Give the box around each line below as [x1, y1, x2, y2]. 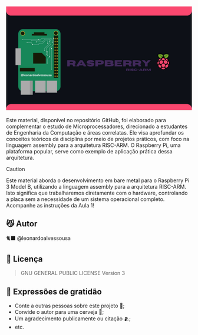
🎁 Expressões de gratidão [6, 286, 102, 297]
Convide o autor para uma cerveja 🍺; [14, 308, 104, 315]
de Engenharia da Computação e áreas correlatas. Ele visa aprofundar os [6, 129, 184, 136]
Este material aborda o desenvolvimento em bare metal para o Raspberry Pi [6, 177, 190, 184]
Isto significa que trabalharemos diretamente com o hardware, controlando [6, 189, 188, 196]
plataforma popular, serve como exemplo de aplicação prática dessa [6, 148, 173, 155]
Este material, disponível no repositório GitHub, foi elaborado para [6, 116, 166, 123]
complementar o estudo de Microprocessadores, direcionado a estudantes [6, 123, 188, 130]
